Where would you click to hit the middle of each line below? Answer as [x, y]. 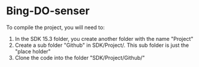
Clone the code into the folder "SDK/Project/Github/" [80, 58]
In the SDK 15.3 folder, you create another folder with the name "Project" [104, 39]
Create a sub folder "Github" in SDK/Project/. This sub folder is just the [102, 45]
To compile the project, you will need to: [56, 27]
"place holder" [33, 51]
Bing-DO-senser [48, 11]
